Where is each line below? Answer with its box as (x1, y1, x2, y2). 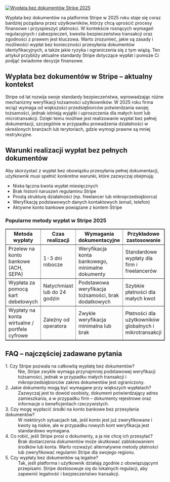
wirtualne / (8, 319, 34, 326)
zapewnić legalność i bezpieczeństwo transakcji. (18, 470, 120, 476)
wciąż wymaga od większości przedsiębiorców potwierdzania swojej (5, 104, 149, 110)
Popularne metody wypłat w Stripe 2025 (5, 217, 107, 224)
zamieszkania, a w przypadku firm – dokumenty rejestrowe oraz (18, 395, 152, 401)
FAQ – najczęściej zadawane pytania (5, 350, 122, 358)
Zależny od (43, 316, 70, 323)
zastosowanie (126, 236, 161, 243)
